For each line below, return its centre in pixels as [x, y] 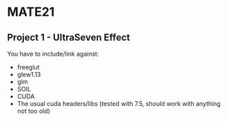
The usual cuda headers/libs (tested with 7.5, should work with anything [119, 103]
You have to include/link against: [53, 54]
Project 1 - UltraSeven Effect [69, 37]
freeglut [28, 67]
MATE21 [31, 12]
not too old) [33, 111]
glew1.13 [29, 74]
